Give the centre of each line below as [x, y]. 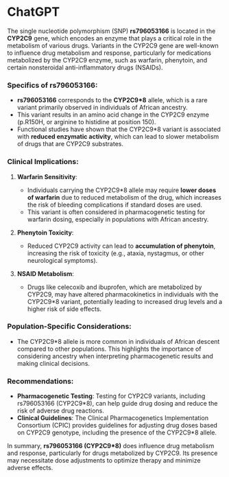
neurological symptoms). [62, 260]
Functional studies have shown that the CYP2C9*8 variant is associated [119, 129]
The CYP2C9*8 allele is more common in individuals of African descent [118, 341]
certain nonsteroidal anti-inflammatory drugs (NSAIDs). [85, 67]
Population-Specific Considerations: [69, 327]
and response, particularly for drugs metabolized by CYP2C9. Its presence [112, 453]
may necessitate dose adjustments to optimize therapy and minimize [104, 461]
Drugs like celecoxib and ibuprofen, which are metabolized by [114, 287]
